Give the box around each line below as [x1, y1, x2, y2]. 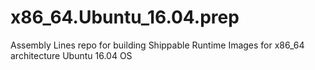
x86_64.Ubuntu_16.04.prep [10, 6, 240, 29]
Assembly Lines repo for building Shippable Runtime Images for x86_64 [10, 39, 305, 51]
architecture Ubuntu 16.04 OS [10, 49, 133, 61]
